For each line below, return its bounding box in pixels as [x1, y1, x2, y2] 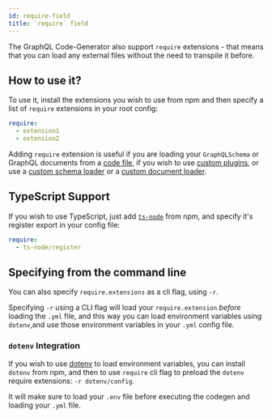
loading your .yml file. [8, 400, 81, 410]
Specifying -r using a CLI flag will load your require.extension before [8, 303, 241, 313]
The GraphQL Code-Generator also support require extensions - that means [8, 41, 264, 51]
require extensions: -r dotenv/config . [8, 376, 135, 386]
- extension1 [15, 127, 60, 135]
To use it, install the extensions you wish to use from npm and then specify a [8, 95, 264, 105]
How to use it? [8, 74, 82, 87]
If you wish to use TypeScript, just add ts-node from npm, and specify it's [8, 211, 253, 221]
